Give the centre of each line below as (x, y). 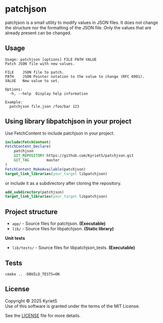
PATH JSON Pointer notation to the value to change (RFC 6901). (75, 77)
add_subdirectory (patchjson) (35, 192)
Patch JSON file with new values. (40, 64)
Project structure (31, 212)
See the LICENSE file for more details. (43, 315)
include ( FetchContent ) (28, 142)
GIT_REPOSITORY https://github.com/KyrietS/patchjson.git (74, 156)
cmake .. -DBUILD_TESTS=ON (32, 274)
